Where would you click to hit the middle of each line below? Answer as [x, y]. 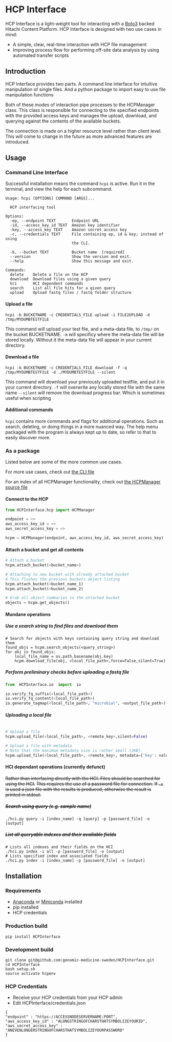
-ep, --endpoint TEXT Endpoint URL [55, 221]
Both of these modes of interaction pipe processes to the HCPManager [80, 105]
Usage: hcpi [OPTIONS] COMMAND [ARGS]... [50, 198]
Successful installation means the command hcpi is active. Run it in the [80, 183]
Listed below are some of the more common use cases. [64, 462]
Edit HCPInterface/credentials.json [49, 1003]
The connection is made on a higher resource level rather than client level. [84, 131]
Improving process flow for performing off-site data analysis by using [86, 50]
